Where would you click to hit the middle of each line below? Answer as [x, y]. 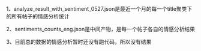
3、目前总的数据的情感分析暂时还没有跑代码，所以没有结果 [79, 42]
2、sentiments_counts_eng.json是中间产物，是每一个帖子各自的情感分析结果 [100, 29]
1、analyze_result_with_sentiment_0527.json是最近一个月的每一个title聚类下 [99, 9]
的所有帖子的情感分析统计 [38, 16]
